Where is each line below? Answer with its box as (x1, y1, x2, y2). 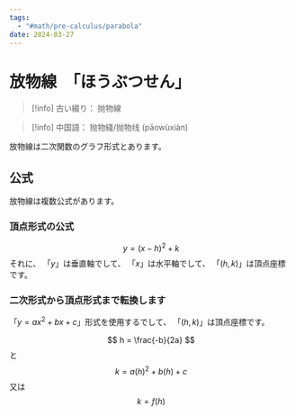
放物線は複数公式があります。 (9, 195, 120, 207)
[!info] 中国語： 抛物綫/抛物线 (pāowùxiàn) (31, 122, 189, 133)
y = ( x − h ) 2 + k (122, 241, 180, 254)
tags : (9, 13, 30, 23)
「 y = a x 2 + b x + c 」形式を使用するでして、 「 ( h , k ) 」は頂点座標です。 (9, 315, 270, 328)
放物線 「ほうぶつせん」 (9, 71, 192, 92)
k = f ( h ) (136, 395, 166, 406)
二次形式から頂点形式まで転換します (9, 294, 166, 306)
